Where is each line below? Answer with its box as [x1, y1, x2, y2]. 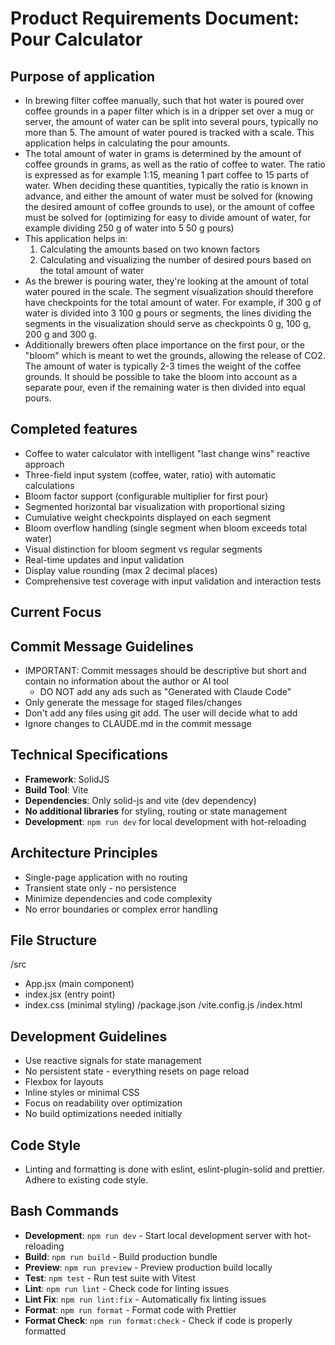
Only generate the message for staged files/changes [24, 697, 243, 709]
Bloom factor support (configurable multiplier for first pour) [24, 490, 269, 502]
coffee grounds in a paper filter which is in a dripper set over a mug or [24, 105, 315, 117]
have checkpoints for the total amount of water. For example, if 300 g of [24, 297, 322, 308]
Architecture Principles [10, 845, 158, 862]
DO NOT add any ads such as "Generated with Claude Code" [39, 686, 292, 698]
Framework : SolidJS [24, 773, 110, 785]
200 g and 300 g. [24, 328, 97, 340]
